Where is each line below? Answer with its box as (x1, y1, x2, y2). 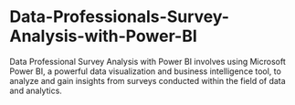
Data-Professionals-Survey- (9, 6, 230, 27)
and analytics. (9, 85, 62, 96)
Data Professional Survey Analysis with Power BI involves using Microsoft (9, 56, 286, 67)
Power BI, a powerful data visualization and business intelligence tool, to (9, 66, 281, 77)
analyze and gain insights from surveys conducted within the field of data (9, 75, 286, 86)
